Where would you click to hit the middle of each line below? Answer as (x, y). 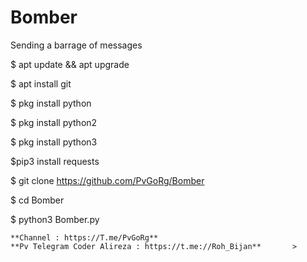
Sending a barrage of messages (76, 45)
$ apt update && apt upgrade (70, 64)
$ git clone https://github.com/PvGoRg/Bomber (107, 180)
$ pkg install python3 (54, 142)
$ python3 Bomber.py (55, 219)
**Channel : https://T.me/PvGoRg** (84, 237)
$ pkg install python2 (54, 122)
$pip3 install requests (55, 161)
